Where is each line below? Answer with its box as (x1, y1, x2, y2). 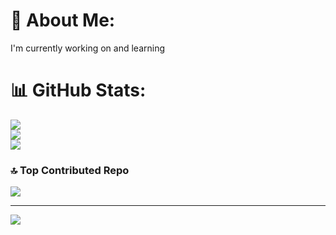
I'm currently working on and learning (10, 42, 166, 54)
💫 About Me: (10, 9, 116, 32)
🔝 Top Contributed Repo (10, 163, 130, 177)
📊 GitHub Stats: (10, 79, 147, 102)
